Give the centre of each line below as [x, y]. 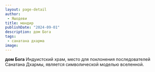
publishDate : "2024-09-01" [32, 28]
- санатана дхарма [26, 41]
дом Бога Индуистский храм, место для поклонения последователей [78, 59]
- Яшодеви [17, 18]
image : [12, 45]
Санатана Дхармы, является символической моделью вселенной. [75, 64]
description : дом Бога [28, 32]
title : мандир [19, 23]
